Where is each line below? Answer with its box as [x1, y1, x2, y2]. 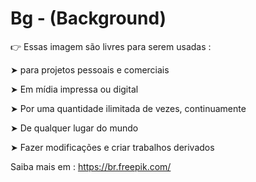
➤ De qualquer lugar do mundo [10, 122, 139, 134]
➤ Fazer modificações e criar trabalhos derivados [10, 141, 215, 153]
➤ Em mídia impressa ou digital [10, 83, 139, 95]
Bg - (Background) [10, 7, 167, 30]
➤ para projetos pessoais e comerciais [10, 63, 170, 76]
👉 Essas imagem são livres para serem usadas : [10, 40, 212, 52]
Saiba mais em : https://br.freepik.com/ [10, 160, 172, 172]
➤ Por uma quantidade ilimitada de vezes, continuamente [10, 102, 247, 114]
